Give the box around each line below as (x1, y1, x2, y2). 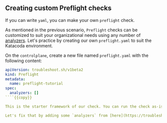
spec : (5, 86, 16, 91)
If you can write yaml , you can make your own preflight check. (5, 17, 135, 23)
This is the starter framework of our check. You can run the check (5, 104, 150, 109)
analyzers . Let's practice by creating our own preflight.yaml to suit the (5, 37, 152, 43)
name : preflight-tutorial (9, 81, 64, 86)
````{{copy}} (5, 95, 32, 100)
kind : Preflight (5, 72, 39, 77)
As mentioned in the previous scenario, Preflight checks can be (5, 27, 138, 33)
